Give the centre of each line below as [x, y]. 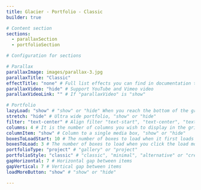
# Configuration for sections [44, 56]
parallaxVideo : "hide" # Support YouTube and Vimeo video [80, 89]
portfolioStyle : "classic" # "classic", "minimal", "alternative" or [95, 156]
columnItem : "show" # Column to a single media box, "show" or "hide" [96, 133]
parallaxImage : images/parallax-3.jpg [54, 72]
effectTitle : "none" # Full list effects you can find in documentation [99, 83]
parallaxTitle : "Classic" [38, 78]
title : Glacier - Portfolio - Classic [54, 12]
